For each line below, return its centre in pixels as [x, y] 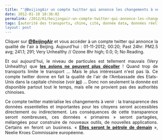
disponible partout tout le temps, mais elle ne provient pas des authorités [81, 87]
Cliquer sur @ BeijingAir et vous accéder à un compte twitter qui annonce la [82, 41]
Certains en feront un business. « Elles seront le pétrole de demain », [81, 127]
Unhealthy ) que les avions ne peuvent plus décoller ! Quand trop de [82, 67]
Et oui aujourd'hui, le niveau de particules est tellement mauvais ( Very [81, 61]
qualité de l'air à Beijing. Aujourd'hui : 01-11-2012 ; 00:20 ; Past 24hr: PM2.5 [81, 47]
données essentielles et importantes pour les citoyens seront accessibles [81, 107]
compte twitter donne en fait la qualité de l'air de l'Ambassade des [75, 77]
